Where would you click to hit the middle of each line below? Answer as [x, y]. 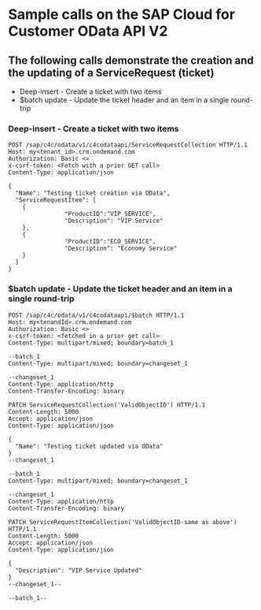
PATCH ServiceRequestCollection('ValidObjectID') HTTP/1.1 [107, 405]
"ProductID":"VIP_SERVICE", [110, 214]
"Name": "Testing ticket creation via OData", [93, 193]
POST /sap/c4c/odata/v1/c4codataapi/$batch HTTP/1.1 [96, 315]
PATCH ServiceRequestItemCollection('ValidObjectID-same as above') [123, 522]
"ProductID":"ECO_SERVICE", [110, 242]
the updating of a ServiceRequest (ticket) [111, 73]
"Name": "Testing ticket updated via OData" [89, 446]
